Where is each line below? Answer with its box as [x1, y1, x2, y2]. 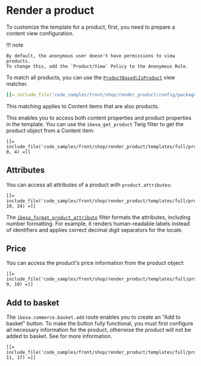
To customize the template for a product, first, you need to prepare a [6, 23, 175, 30]
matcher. [6, 80, 28, 87]
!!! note [6, 41, 24, 48]
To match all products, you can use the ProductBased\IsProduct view [6, 74, 175, 81]
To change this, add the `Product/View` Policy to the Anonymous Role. [6, 63, 188, 69]
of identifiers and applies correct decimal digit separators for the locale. [6, 226, 184, 233]
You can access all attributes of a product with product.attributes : [6, 181, 172, 188]
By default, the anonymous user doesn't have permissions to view [6, 53, 175, 59]
